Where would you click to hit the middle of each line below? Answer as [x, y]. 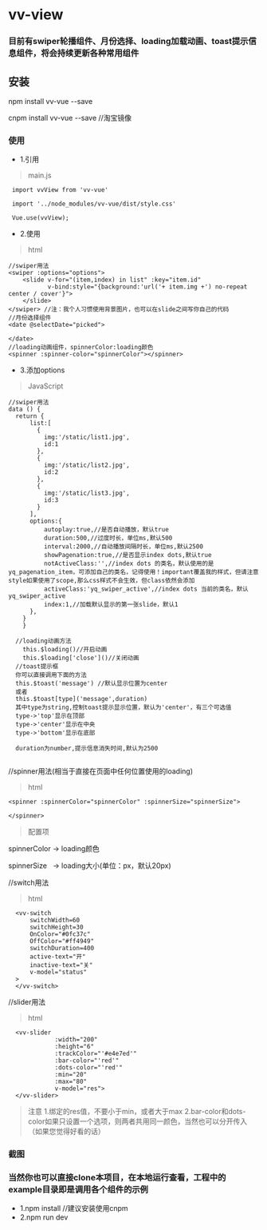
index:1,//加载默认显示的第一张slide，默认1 [111, 605]
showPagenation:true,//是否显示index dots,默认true [128, 555]
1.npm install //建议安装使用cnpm [74, 1208]
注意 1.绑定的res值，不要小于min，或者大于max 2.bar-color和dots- [137, 1112]
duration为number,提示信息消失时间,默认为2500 [87, 749]
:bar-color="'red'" [87, 1061]
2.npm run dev [44, 1217]
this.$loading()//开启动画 [65, 650]
